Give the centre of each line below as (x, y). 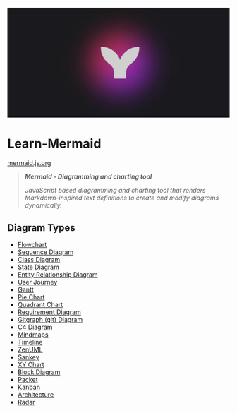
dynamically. (43, 205)
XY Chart (31, 365)
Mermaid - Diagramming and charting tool (88, 176)
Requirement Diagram (49, 312)
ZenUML (30, 349)
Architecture (36, 395)
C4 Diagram (35, 327)
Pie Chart (31, 297)
